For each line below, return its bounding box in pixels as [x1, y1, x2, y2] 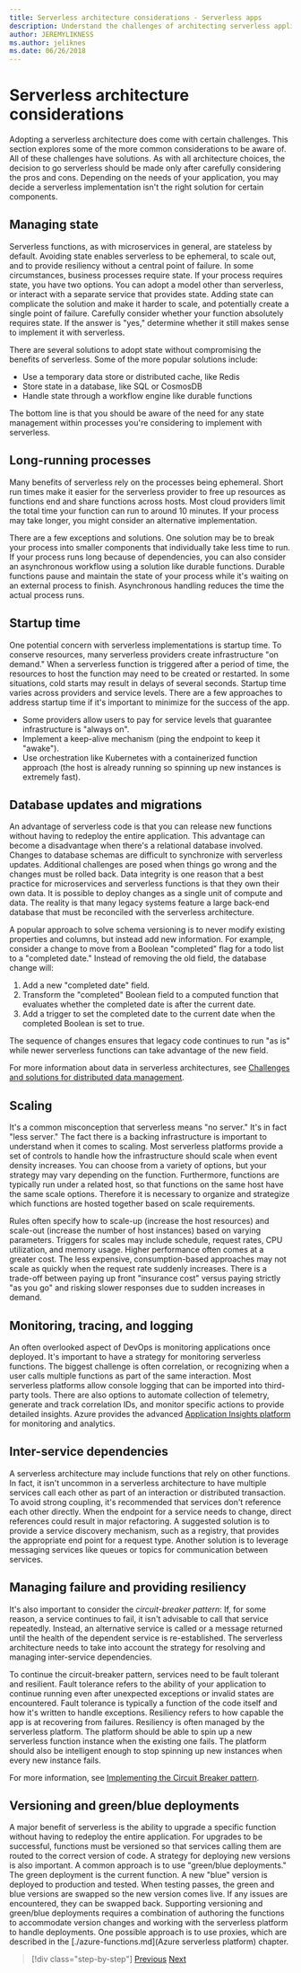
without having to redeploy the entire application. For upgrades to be [9, 1831, 262, 1842]
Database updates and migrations [9, 797, 202, 813]
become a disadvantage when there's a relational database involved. [9, 841, 263, 851]
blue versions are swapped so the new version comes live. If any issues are [9, 1889, 288, 1899]
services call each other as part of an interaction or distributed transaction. [9, 1487, 287, 1498]
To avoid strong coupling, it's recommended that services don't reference [9, 1496, 281, 1507]
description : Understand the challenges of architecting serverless [9, 22, 271, 31]
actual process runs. [9, 589, 85, 600]
